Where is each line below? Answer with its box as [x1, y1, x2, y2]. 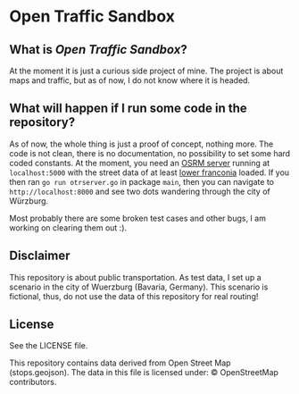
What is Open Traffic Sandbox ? [9, 42, 187, 57]
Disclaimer [9, 248, 71, 264]
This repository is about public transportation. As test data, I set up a [9, 272, 262, 282]
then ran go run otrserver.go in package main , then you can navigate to [9, 176, 275, 187]
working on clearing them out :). [9, 222, 128, 233]
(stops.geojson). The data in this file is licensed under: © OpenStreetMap [9, 367, 279, 378]
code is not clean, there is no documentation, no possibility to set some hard [9, 147, 291, 158]
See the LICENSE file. [9, 340, 88, 351]
